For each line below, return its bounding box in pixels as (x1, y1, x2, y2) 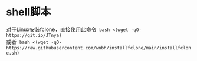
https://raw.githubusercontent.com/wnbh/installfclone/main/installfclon (6, 45, 192, 50)
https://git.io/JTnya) (6, 32, 62, 38)
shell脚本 (6, 5, 51, 19)
